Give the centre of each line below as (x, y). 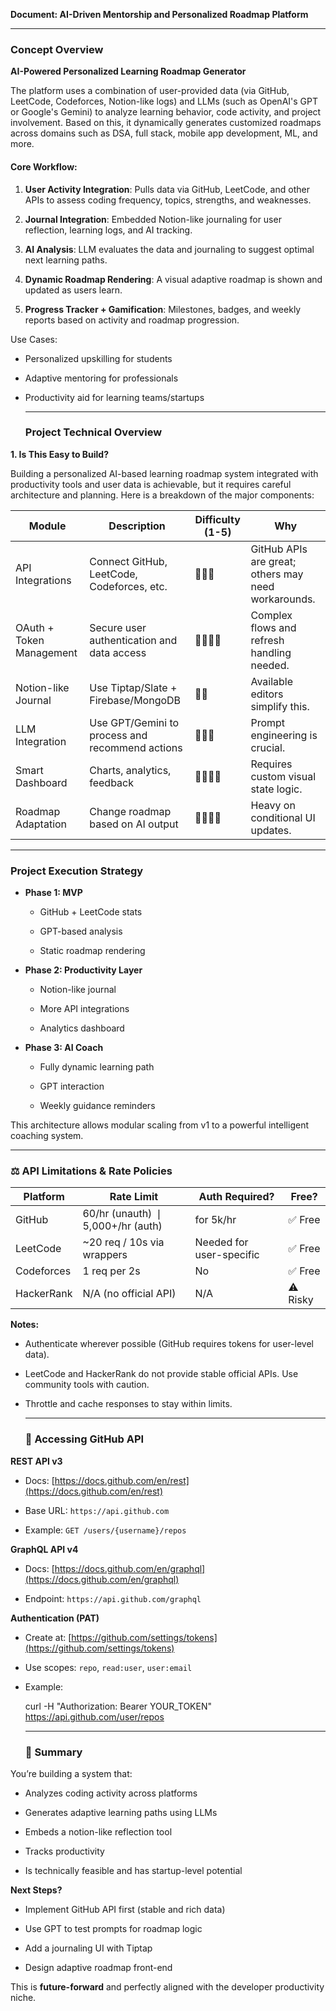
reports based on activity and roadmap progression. (132, 320)
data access (118, 652)
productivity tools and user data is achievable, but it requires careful (151, 484)
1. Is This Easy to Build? (60, 454)
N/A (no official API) (129, 1294)
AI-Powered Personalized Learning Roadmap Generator (128, 71)
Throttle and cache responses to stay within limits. (128, 1404)
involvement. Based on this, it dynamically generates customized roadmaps (166, 123)
